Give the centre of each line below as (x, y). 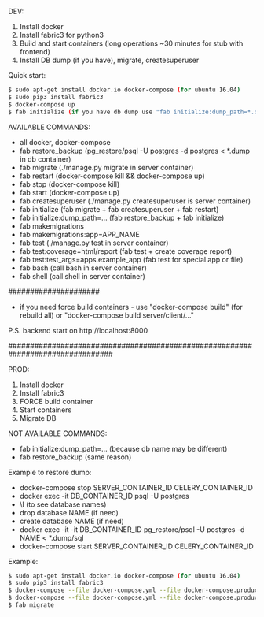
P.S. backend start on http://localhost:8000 (78, 330)
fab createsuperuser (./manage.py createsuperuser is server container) (135, 201)
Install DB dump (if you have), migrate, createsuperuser (109, 60)
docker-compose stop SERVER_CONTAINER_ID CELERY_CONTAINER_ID (136, 487)
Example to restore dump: (50, 472)
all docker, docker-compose (65, 142)
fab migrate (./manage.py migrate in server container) (106, 167)
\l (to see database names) (63, 504)
